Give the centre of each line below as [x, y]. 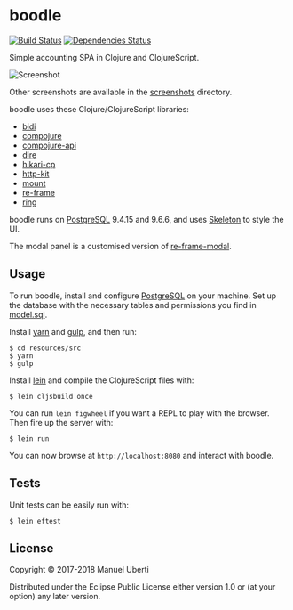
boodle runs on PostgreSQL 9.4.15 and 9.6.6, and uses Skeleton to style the [146, 219]
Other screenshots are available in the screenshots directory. [121, 92]
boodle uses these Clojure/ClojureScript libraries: [99, 109]
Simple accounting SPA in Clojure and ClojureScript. [104, 57]
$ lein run [29, 439]
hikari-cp [39, 164]
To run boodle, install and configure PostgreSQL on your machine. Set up [143, 296]
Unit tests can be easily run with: [69, 505]
